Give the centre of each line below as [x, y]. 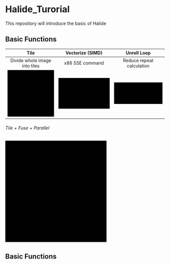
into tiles [31, 66]
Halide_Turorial [37, 9]
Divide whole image [31, 60]
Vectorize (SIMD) [84, 53]
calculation [138, 66]
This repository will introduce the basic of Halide [56, 23]
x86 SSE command [84, 63]
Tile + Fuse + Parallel [27, 128]
